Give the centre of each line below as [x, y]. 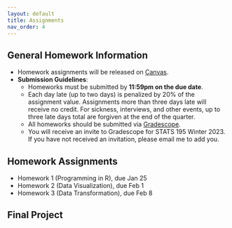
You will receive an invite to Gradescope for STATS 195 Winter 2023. [127, 132]
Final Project [35, 215]
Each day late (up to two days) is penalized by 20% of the [111, 95]
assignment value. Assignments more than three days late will [117, 102]
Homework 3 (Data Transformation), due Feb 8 [85, 193]
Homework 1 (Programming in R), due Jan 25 [82, 178]
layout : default [31, 14]
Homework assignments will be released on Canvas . [93, 72]
